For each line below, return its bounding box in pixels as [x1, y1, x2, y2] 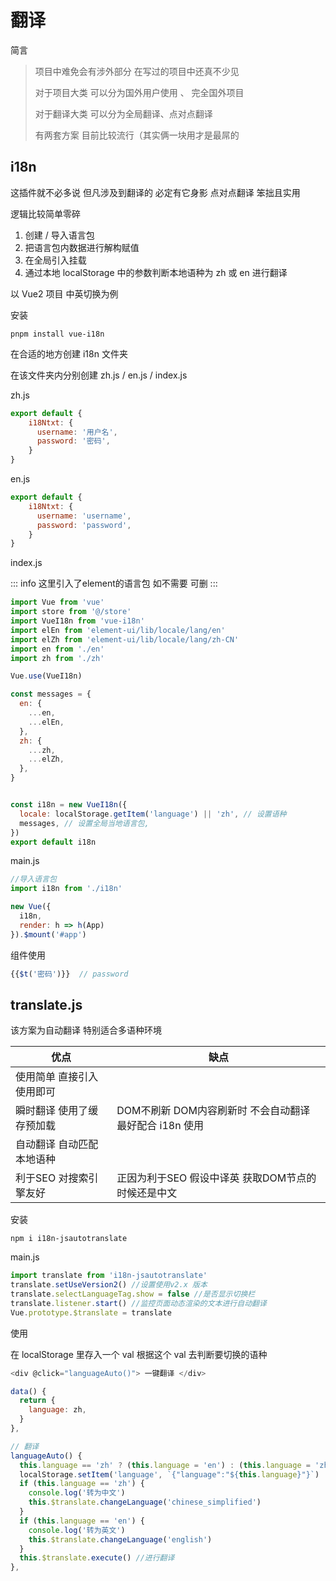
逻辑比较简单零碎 [10, 207, 81, 220]
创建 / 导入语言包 [24, 229, 95, 241]
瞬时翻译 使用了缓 [15, 1104, 99, 1118]
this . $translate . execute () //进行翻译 [19, 1553, 175, 1563]
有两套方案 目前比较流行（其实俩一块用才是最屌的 [34, 129, 240, 141]
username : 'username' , [36, 511, 132, 521]
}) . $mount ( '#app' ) [10, 929, 87, 940]
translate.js [10, 996, 83, 1013]
